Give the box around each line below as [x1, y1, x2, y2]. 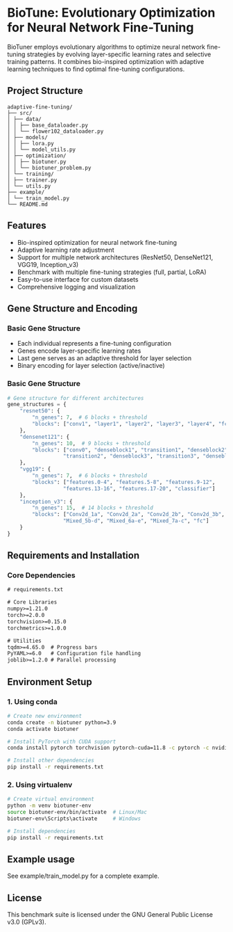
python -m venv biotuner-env [7, 802, 92, 810]
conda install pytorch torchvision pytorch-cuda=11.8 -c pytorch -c [7, 744, 209, 752]
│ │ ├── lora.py [7, 140, 54, 147]
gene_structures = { [7, 401, 67, 408]
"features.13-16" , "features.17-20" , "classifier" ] [62, 485, 216, 492]
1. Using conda [7, 697, 58, 707]
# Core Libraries [7, 599, 58, 606]
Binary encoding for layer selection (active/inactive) [17, 362, 165, 370]
